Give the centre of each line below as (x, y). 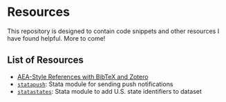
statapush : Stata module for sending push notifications (95, 84)
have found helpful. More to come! (56, 38)
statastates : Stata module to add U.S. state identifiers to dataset (110, 91)
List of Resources (46, 60)
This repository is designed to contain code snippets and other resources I (113, 31)
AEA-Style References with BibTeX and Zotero (83, 76)
